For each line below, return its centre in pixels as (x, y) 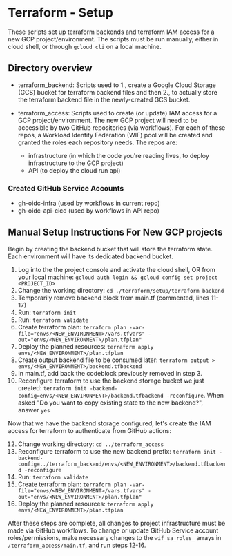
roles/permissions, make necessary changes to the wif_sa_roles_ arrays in (115, 537)
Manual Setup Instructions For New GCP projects (115, 232)
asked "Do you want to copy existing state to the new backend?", (110, 403)
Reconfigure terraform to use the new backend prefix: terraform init (117, 451)
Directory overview (50, 68)
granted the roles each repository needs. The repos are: (98, 142)
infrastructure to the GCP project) (76, 163)
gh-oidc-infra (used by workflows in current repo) (89, 203)
